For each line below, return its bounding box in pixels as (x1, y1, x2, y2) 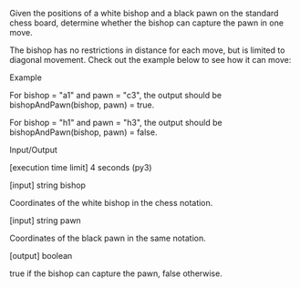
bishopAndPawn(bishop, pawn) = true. (9, 99, 155, 110)
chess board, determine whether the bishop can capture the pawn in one (9, 17, 284, 28)
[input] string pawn (9, 215, 82, 226)
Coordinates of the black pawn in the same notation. (9, 232, 207, 243)
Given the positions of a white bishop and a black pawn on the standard (9, 8, 279, 18)
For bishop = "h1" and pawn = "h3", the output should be (9, 118, 222, 128)
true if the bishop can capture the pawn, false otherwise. (9, 268, 223, 279)
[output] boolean (9, 251, 73, 261)
